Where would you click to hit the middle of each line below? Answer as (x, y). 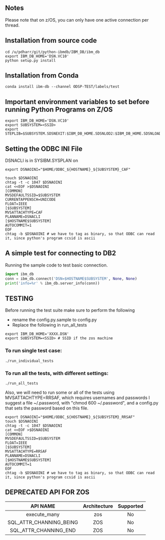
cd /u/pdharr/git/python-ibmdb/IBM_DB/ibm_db (52, 52)
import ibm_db (20, 274)
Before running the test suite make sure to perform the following (70, 310)
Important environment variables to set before (77, 102)
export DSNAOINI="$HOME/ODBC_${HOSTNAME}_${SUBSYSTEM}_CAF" (68, 170)
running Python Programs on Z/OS (59, 109)
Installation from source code (51, 40)
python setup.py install (30, 60)
